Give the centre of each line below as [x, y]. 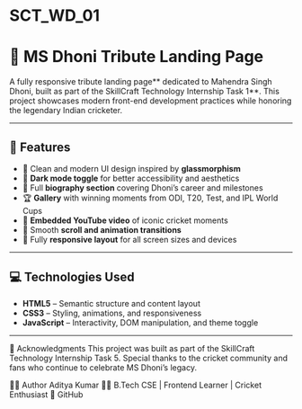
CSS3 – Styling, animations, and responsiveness [112, 313]
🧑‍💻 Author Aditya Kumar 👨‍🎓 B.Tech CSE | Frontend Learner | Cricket [136, 385]
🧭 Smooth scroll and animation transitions [102, 229]
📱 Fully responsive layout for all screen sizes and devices [129, 239]
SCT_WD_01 [55, 16]
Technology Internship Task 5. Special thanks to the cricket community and [149, 358]
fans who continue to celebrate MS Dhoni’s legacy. [103, 367]
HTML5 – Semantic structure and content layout [111, 303]
